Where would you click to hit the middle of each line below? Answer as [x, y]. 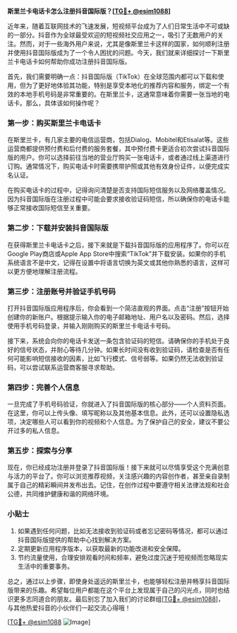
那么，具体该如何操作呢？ [63, 103]
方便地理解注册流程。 [50, 271]
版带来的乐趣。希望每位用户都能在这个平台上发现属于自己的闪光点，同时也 [115, 590]
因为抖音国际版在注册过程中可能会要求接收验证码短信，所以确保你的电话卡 [115, 199]
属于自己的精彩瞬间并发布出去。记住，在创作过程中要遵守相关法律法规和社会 [119, 485]
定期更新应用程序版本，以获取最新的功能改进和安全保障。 [101, 548]
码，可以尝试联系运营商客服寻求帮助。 [63, 367]
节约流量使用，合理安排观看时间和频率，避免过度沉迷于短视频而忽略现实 [122, 557]
